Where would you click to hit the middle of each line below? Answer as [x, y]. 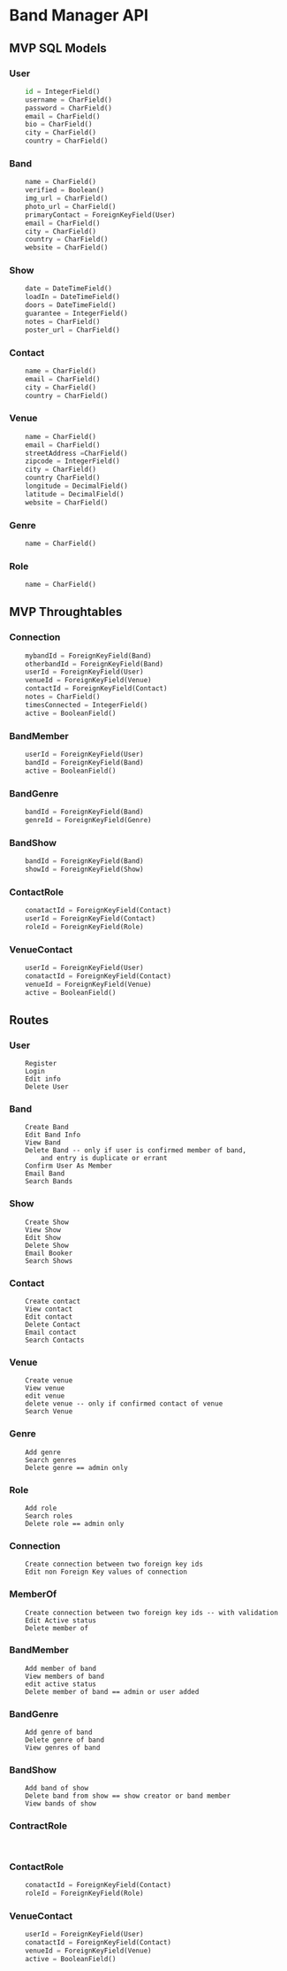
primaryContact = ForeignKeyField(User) [100, 215]
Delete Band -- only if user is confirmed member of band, [136, 1151]
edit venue [45, 1396]
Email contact [51, 1333]
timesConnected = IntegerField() [87, 704]
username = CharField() [69, 100]
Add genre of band [59, 1732]
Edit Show [43, 1237]
